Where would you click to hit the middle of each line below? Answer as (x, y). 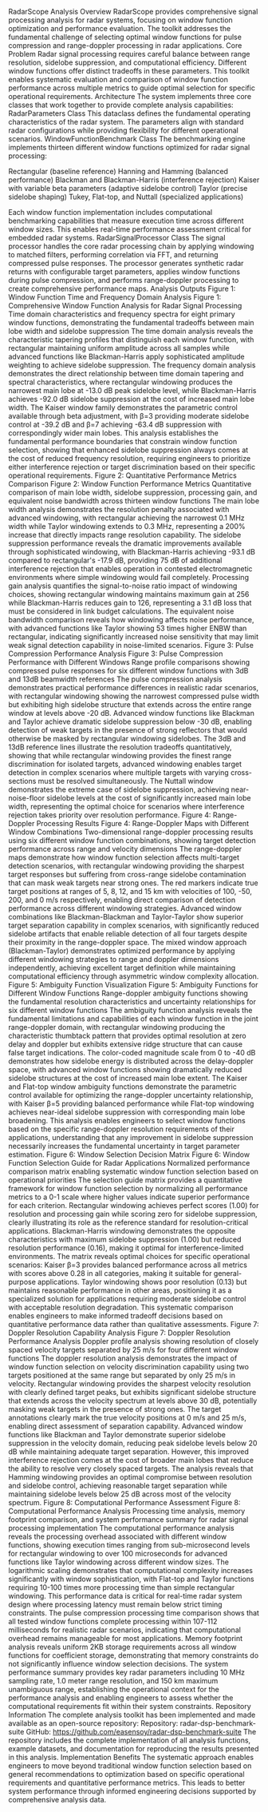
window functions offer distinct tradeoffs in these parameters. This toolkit (129, 71)
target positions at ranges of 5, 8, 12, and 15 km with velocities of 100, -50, (130, 891)
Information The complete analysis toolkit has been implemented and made (132, 1715)
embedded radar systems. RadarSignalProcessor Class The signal (117, 238)
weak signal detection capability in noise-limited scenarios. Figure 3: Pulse (131, 645)
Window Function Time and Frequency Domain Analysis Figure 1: (115, 297)
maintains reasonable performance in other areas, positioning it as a (120, 1290)
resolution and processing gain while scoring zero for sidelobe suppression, (133, 1214)
